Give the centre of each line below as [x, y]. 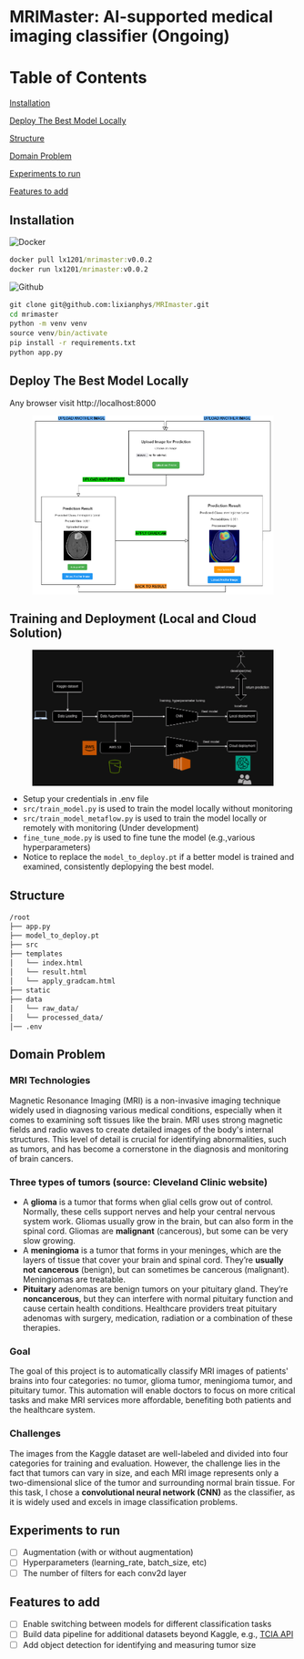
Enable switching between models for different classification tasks [147, 1624]
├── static [30, 990]
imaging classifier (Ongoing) [120, 36]
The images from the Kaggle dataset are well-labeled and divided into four [149, 1453]
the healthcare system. [52, 1410]
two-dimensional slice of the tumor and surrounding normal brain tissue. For [152, 1482]
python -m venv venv [49, 324]
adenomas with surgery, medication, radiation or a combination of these [157, 1317]
